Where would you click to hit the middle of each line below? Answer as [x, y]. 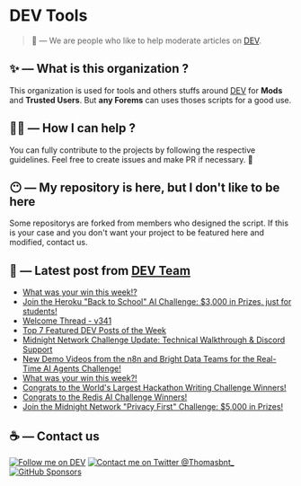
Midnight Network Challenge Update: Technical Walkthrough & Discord [154, 340]
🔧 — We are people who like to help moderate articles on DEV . [146, 40]
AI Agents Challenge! [82, 368]
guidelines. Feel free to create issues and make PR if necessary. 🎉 [131, 159]
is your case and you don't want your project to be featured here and [137, 233]
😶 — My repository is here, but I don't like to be [145, 187]
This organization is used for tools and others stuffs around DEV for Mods [146, 90]
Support [37, 349]
